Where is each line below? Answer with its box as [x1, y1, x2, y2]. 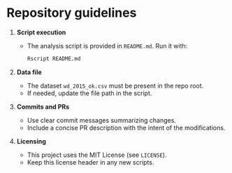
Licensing [16, 137, 46, 145]
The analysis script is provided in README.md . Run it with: [27, 41, 188, 50]
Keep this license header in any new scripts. [27, 158, 154, 166]
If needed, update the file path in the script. [27, 89, 152, 97]
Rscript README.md [27, 55, 81, 62]
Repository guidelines [6, 5, 137, 21]
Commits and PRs [16, 102, 70, 111]
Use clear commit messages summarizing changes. [27, 116, 176, 124]
